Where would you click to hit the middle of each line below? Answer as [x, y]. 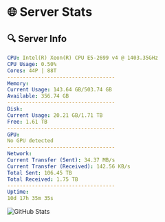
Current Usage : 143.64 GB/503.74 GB [59, 90]
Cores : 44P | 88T [32, 70]
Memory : [18, 83]
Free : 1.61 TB [27, 122]
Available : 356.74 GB [38, 96]
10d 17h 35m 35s [30, 199]
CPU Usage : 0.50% [32, 64]
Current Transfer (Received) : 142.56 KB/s [69, 166]
